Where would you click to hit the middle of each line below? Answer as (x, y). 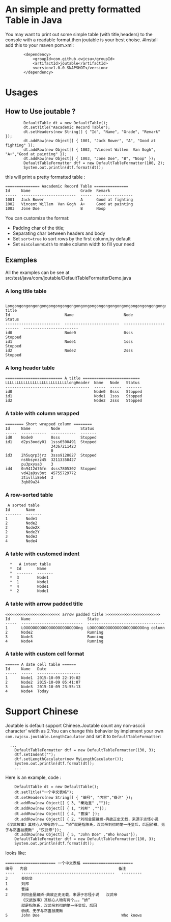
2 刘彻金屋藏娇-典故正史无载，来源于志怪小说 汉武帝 (62, 894)
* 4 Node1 (30, 587)
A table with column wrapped (42, 414)
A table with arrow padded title (44, 604)
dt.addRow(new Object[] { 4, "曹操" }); (57, 813)
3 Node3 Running (54, 637)
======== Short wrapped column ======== (49, 424)
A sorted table (23, 505)
